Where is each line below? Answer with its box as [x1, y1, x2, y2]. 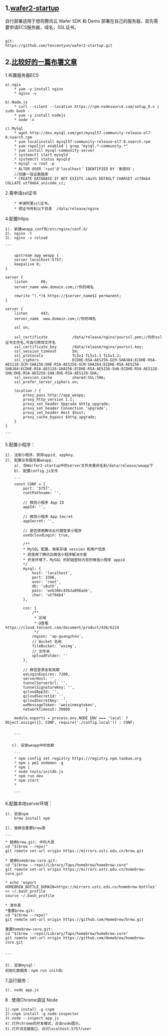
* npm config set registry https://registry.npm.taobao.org [14, 756, 142, 761]
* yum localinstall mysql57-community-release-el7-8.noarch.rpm [14, 139, 151, 144]
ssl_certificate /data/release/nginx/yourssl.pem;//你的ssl [14, 334, 163, 340]
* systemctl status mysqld [14, 156, 70, 162]
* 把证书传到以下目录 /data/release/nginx [14, 206, 99, 211]
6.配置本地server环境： [5, 800, 53, 806]
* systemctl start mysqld [14, 152, 68, 157]
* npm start [14, 778, 39, 783]
